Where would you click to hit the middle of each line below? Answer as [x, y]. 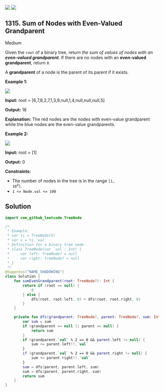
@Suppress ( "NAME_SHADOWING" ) [35, 272]
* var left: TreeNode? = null [42, 254]
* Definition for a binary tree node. [47, 245]
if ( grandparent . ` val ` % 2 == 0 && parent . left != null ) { [84, 340]
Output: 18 [16, 109]
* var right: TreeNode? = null [43, 258]
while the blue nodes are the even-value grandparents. [60, 124]
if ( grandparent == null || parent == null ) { [71, 326]
